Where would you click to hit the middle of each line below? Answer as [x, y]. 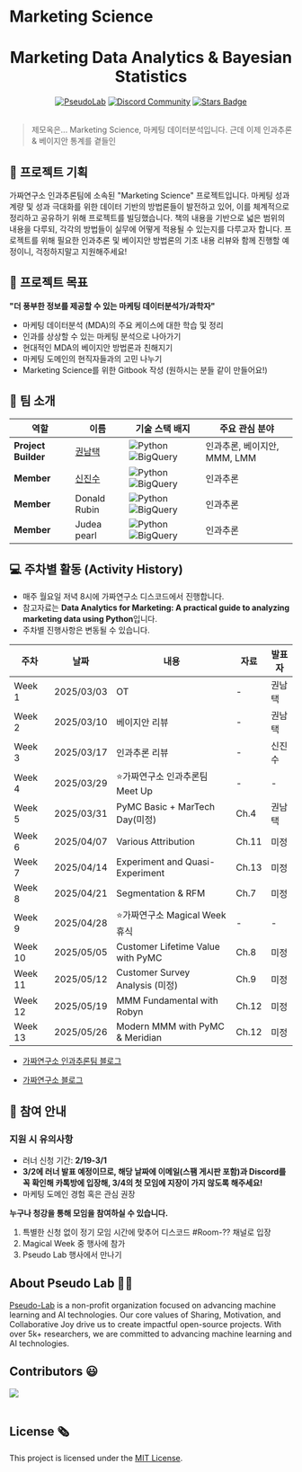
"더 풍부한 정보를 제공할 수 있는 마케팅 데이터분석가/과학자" [112, 306]
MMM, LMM [231, 457]
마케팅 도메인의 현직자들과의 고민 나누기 [92, 359]
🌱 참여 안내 [38, 1111]
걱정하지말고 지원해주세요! [81, 251]
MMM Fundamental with [167, 1001]
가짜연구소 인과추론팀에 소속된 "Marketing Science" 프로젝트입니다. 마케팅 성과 [150, 195]
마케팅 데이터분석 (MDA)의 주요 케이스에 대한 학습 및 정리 [123, 324]
